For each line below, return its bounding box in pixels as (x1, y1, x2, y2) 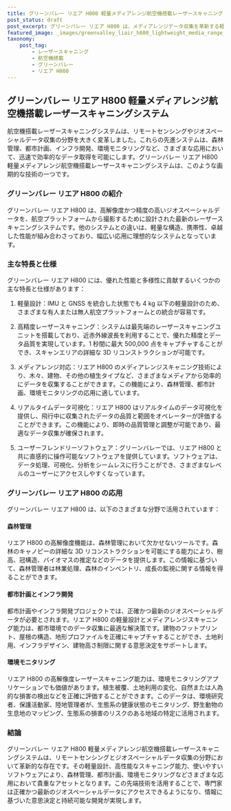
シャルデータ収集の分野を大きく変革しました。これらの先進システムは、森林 (7, 135, 224, 144)
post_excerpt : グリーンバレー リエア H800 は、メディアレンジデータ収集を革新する (7, 23, 220, 30)
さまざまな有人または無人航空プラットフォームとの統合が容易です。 (16, 307, 210, 316)
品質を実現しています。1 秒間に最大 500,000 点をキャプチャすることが (23, 340, 223, 348)
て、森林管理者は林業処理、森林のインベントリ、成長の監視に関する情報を (7, 564, 218, 573)
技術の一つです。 (25, 170, 74, 179)
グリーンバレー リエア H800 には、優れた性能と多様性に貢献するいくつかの (7, 276, 221, 284)
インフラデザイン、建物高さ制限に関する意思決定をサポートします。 (19, 641, 211, 649)
